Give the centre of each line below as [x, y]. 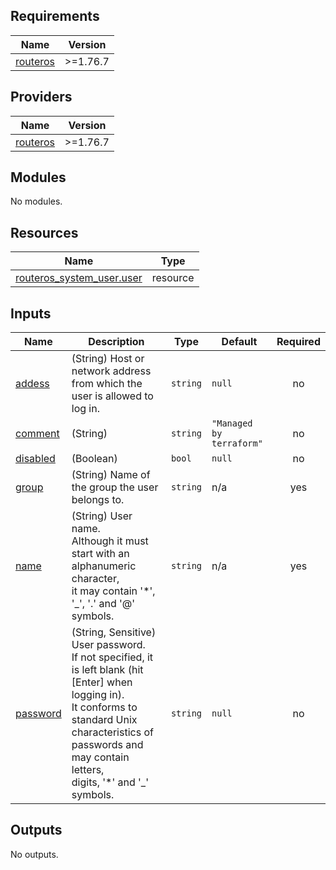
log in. [85, 409]
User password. [108, 645]
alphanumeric [104, 566]
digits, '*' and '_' [110, 782]
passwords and [107, 745]
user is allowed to [112, 396]
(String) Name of [111, 475]
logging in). [98, 695]
